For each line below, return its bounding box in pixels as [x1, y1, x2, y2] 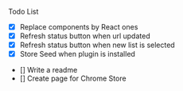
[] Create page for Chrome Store [19, 73, 127, 83]
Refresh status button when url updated [19, 31, 150, 41]
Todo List [8, 7, 39, 16]
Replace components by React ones [19, 22, 138, 31]
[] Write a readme [19, 65, 78, 75]
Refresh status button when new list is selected [19, 40, 175, 50]
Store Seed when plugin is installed [19, 49, 135, 59]
